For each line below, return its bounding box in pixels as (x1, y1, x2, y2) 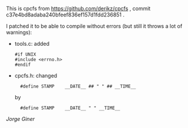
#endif (14, 62, 31, 68)
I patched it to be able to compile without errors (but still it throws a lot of (6, 23, 183, 29)
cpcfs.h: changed (14, 72, 58, 79)
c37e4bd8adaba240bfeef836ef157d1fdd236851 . (6, 11, 125, 18)
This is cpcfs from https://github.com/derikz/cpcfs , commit (6, 5, 151, 12)
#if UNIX (14, 52, 36, 58)
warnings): (6, 29, 32, 36)
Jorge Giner (6, 116, 35, 122)
